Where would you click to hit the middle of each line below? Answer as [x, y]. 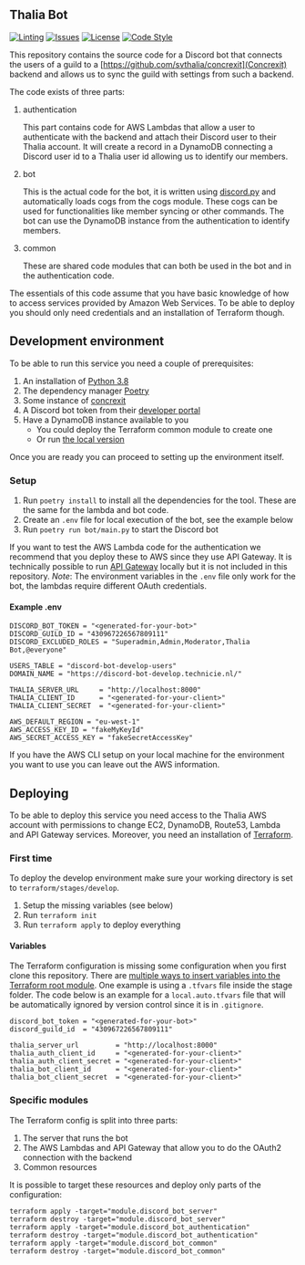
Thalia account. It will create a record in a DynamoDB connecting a [147, 146]
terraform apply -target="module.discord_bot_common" [114, 1243]
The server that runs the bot [76, 1138]
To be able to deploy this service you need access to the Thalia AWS [138, 815]
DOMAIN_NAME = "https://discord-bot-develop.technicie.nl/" [126, 674]
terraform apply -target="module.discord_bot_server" [114, 1211]
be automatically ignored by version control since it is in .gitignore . [137, 1005]
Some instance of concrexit [74, 400]
